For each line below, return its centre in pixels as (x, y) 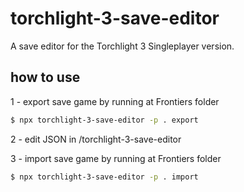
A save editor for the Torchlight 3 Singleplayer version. (122, 46)
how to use (45, 77)
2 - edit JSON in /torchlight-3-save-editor (96, 139)
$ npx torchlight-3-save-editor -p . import (104, 177)
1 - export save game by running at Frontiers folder (115, 101)
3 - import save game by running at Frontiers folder (116, 158)
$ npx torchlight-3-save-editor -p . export (104, 120)
